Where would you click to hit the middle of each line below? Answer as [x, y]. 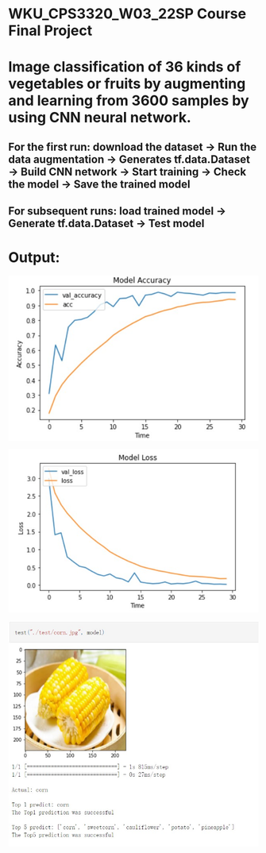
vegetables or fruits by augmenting [127, 84]
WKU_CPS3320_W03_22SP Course [127, 14]
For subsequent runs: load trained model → [117, 211]
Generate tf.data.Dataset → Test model [106, 224]
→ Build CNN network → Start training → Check [127, 172]
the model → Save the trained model [99, 184]
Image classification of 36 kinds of [125, 67]
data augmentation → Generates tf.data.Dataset [129, 159]
